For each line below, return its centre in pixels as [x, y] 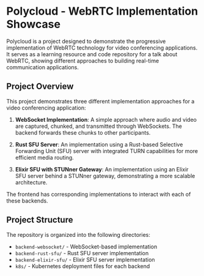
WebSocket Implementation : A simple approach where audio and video [106, 119]
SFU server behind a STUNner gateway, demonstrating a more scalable [105, 176]
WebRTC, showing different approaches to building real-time [83, 61]
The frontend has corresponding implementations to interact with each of [99, 194]
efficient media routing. [45, 157]
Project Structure [40, 220]
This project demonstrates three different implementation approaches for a [100, 101]
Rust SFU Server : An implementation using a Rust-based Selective [99, 144]
